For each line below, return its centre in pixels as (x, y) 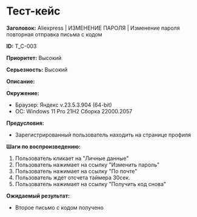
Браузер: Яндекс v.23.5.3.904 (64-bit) (63, 105)
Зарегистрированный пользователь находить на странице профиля (103, 135)
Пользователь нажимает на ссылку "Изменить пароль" (87, 164)
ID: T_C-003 (22, 46)
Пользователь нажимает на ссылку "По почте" (76, 171)
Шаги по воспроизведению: (43, 146)
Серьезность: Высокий (37, 69)
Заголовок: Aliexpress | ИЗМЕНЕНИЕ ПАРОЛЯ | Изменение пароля (93, 28)
